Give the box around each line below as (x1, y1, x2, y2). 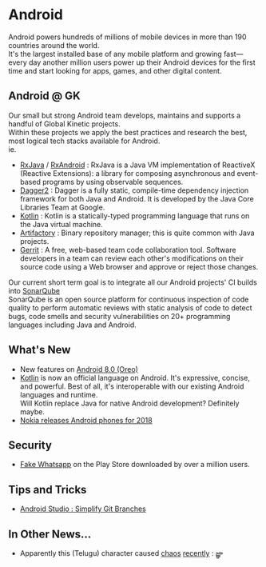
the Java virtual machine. (19, 219, 104, 229)
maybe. (19, 406, 46, 417)
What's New (8, 343, 71, 357)
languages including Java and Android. (8, 320, 137, 329)
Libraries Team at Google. (19, 202, 105, 212)
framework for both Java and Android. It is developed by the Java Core (19, 194, 254, 203)
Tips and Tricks (8, 482, 87, 497)
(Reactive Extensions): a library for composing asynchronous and (19, 168, 236, 178)
